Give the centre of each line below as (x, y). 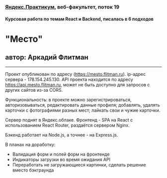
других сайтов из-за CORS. (34, 90)
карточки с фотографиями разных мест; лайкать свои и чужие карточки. (83, 110)
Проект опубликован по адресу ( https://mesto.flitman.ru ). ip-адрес (75, 74)
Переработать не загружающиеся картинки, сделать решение (79, 165)
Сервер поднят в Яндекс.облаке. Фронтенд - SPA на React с (69, 120)
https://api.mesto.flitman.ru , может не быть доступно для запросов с (78, 85)
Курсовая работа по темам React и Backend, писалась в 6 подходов (80, 19)
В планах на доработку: (30, 144)
